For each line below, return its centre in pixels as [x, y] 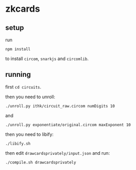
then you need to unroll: [30, 97]
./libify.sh [18, 144]
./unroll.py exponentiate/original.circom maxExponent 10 [68, 125]
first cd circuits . [23, 87]
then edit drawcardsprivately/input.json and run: [58, 153]
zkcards [23, 9]
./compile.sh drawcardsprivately [41, 162]
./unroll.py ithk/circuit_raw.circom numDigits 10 [60, 106]
